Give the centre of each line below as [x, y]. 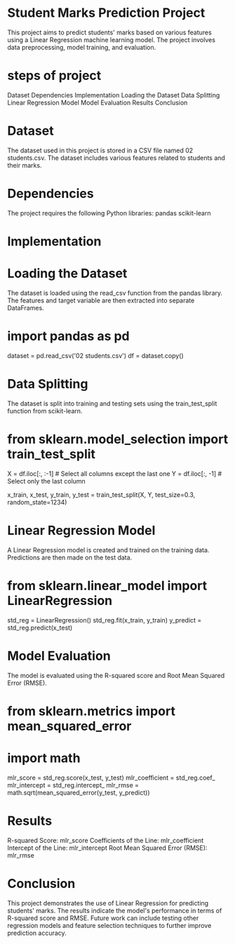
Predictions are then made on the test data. [70, 557]
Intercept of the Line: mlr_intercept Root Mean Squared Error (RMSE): [107, 848]
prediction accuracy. [37, 933]
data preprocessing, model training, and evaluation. [82, 47]
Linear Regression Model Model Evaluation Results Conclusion [98, 102]
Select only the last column [46, 481]
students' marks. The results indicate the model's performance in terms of [115, 910]
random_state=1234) [37, 502]
